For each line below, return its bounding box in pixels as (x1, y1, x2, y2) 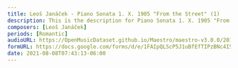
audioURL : (7, 37, 37, 44)
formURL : (7, 43, 33, 50)
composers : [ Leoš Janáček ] (7, 23, 87, 30)
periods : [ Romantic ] (7, 30, 69, 38)
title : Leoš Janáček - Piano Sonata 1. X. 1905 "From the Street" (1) (7, 10, 220, 18)
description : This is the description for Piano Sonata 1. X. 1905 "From (7, 17, 230, 24)
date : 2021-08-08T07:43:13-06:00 (7, 50, 106, 57)
